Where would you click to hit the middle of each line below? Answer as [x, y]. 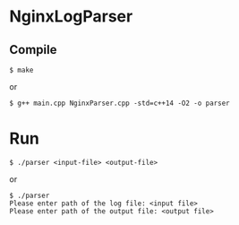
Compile [33, 50]
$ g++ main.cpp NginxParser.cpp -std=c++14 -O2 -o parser [119, 103]
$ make [21, 70]
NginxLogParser [71, 17]
